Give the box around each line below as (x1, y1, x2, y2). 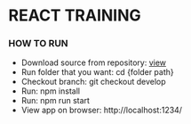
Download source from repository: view (20, 57, 166, 68)
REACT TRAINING (8, 5, 141, 26)
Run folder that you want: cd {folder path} (20, 67, 174, 78)
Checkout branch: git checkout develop (20, 77, 166, 87)
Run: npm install (20, 86, 81, 96)
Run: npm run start (20, 95, 91, 106)
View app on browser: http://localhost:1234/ (20, 104, 183, 116)
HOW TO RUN (8, 37, 68, 50)
